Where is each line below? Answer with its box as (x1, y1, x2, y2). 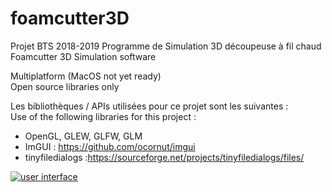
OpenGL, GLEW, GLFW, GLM (24, 130, 143, 142)
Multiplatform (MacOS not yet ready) (10, 70, 162, 82)
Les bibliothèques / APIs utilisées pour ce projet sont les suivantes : (10, 100, 289, 112)
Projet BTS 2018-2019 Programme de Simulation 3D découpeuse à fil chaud (10, 40, 322, 52)
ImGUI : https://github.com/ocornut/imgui (24, 140, 196, 152)
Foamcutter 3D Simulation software (10, 50, 157, 62)
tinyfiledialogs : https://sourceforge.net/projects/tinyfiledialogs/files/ (24, 151, 305, 163)
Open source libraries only (10, 80, 120, 92)
